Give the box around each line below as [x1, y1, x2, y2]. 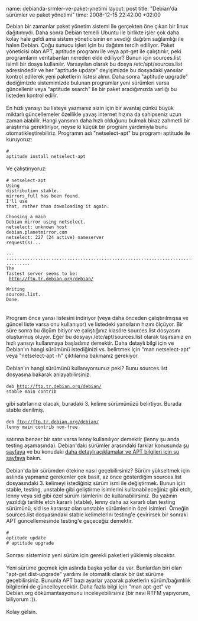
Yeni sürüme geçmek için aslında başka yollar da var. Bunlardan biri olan [6, 564, 182, 571]
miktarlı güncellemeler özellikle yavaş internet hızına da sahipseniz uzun [6, 111, 182, 118]
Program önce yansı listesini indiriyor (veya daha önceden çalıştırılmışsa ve [6, 315, 189, 321]
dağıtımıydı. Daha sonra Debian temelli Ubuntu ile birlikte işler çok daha [6, 29, 179, 36]
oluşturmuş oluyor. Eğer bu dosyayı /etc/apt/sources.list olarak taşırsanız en [6, 334, 191, 340]
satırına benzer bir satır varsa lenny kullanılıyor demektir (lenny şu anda [6, 436, 180, 442]
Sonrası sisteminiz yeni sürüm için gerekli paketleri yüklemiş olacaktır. [6, 552, 176, 558]
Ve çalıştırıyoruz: [6, 165, 47, 172]
